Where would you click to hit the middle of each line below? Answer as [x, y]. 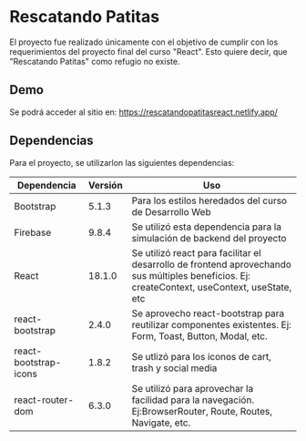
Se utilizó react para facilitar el [196, 252]
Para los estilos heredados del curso [209, 200]
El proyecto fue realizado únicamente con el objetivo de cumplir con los [144, 42]
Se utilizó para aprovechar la [193, 388]
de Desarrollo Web [171, 211]
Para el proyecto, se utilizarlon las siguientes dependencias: [122, 162]
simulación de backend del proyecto [209, 238]
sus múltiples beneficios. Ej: [191, 275]
